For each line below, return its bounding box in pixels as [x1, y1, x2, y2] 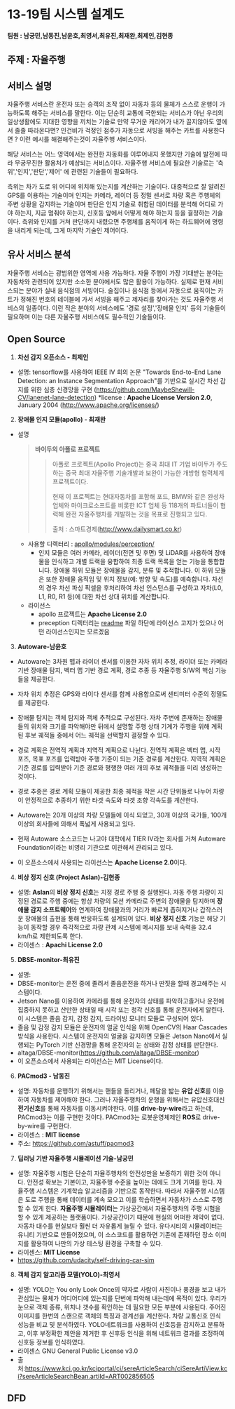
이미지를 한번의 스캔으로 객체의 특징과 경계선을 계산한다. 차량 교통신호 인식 [17, 1311, 222, 1320]
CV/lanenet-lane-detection [17, 393, 95, 401]
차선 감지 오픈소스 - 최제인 [17, 352, 89, 361]
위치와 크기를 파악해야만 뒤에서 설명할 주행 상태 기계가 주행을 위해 [30, 722, 210, 730]
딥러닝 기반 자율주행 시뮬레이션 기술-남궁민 [17, 1154, 134, 1162]
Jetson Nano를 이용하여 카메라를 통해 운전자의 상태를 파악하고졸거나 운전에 [17, 996, 225, 1005]
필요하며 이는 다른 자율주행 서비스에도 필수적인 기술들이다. [7, 312, 166, 321]
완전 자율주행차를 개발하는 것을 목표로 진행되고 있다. [65, 509, 208, 518]
